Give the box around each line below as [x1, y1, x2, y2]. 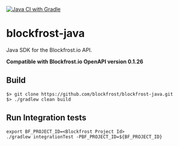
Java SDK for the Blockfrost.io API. [6, 46, 93, 53]
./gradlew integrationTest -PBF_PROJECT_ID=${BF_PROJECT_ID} [6, 133, 163, 140]
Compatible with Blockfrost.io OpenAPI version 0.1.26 [6, 57, 144, 65]
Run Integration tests [6, 112, 86, 123]
